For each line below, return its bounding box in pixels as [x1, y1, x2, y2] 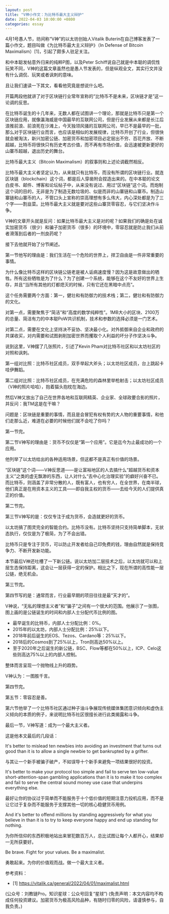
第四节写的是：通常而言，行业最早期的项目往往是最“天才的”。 [5, 592, 133, 598]
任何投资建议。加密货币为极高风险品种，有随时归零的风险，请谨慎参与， [9, 897, 159, 903]
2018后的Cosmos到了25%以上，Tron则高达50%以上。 [12, 639, 126, 645]
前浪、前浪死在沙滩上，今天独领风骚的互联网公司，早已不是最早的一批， [14, 123, 164, 129]
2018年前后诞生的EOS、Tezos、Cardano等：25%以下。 [12, 633, 129, 639]
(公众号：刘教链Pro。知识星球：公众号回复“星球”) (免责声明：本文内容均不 [5, 891, 159, 897]
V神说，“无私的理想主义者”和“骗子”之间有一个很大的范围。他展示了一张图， [5, 603, 162, 609]
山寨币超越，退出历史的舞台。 [5, 148, 67, 154]
